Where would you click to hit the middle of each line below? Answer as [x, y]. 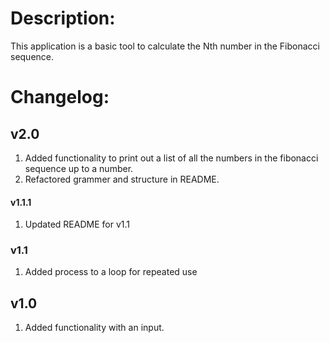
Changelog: [60, 97]
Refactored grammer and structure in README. [122, 179]
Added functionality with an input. [94, 328]
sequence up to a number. [79, 168]
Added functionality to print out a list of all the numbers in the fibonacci [171, 158]
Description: [63, 18]
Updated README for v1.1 [77, 224]
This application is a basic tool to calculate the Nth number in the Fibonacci [165, 46]
